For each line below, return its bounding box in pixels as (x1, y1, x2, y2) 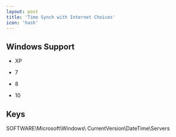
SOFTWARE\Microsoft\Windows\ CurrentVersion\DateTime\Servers (6, 125, 170, 132)
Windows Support (6, 42, 75, 52)
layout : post (6, 8, 39, 15)
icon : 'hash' (6, 20, 39, 26)
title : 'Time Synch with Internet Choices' (6, 14, 116, 20)
